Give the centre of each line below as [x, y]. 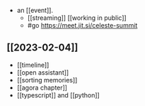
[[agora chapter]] [42, 88]
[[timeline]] [33, 65]
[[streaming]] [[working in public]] [77, 18]
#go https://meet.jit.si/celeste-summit [82, 25]
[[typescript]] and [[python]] [58, 95]
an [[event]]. [35, 10]
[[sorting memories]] [47, 80]
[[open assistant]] [43, 72]
